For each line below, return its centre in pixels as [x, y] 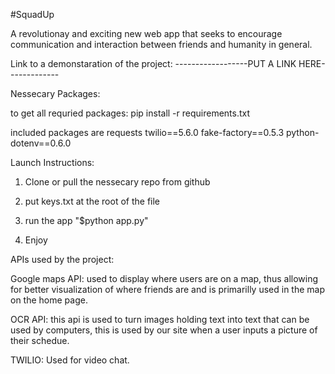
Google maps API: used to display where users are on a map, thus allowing [164, 278]
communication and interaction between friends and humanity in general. [161, 44]
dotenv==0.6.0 [41, 143]
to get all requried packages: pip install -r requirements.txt [130, 113]
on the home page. [49, 300]
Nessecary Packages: [55, 93]
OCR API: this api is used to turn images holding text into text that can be [160, 319]
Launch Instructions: [52, 162]
